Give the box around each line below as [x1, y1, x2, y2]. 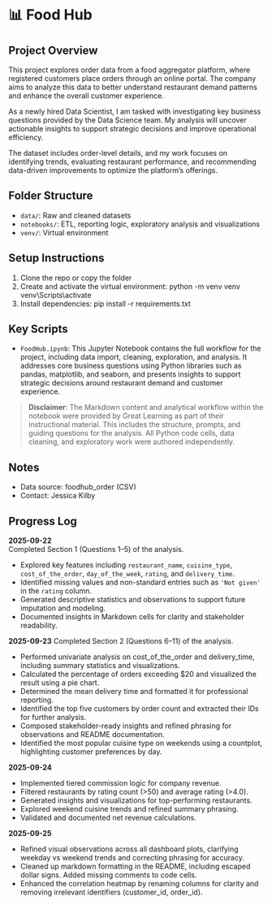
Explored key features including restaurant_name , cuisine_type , [19, 560, 233, 570]
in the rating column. [19, 586, 92, 596]
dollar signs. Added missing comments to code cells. [19, 870, 197, 880]
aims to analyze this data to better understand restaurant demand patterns [8, 82, 258, 92]
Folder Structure [8, 189, 93, 203]
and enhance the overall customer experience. [8, 91, 165, 101]
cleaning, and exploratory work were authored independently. [28, 437, 235, 446]
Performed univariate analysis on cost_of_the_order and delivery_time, [19, 652, 256, 662]
